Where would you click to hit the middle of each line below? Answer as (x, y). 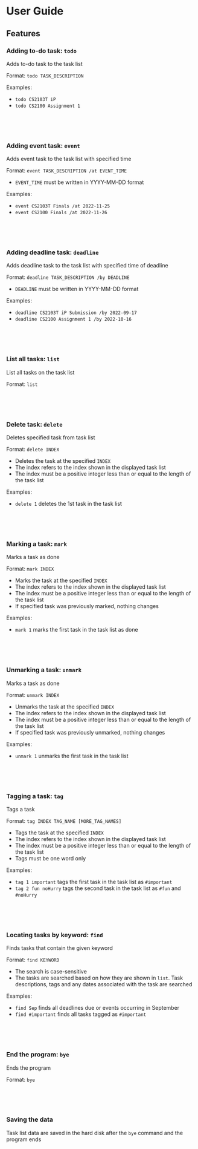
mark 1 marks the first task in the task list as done (76, 630)
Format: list (22, 384)
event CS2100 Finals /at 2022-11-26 (61, 213)
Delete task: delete (34, 424)
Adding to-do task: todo (42, 51)
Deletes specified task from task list (51, 437)
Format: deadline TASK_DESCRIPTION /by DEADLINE (68, 277)
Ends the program (29, 1068)
